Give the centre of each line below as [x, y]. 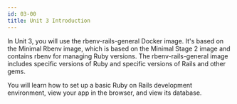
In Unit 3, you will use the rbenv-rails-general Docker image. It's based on [116, 41]
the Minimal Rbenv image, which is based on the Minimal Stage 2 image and [119, 48]
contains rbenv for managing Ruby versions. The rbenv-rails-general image [118, 56]
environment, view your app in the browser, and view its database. [105, 93]
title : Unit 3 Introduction [49, 21]
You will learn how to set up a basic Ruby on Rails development [100, 85]
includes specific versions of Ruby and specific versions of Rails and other [117, 63]
